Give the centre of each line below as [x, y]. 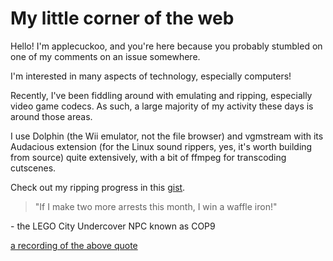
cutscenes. [33, 168]
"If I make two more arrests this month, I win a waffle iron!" [156, 206]
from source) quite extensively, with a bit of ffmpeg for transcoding [148, 157]
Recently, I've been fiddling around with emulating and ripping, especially [161, 95]
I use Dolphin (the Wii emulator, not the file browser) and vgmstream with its [167, 136]
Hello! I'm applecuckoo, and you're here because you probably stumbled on [166, 46]
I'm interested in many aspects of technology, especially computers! [151, 76]
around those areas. [51, 116]
